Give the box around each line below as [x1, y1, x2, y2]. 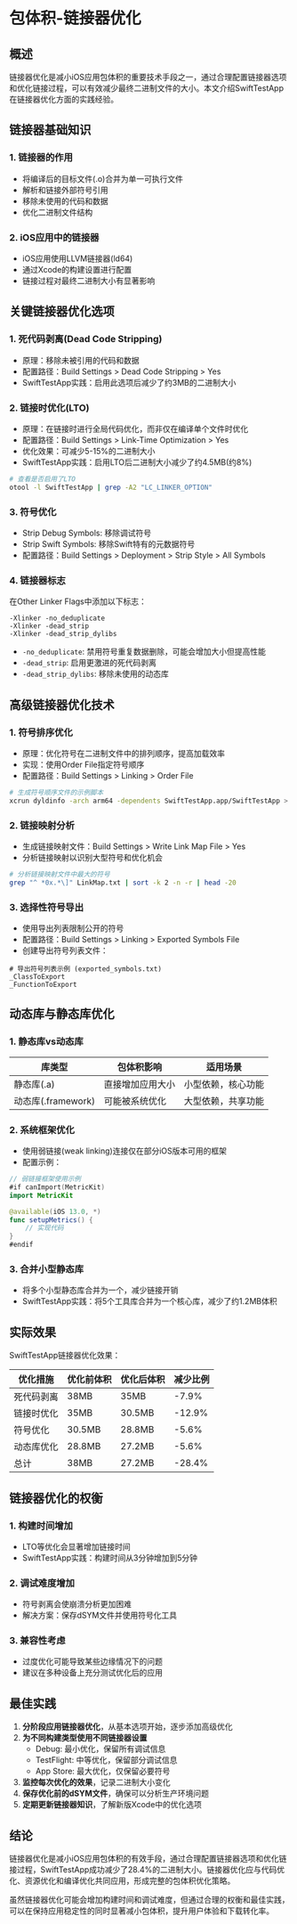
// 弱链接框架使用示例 [9, 1175, 82, 1184]
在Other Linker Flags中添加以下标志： [9, 596, 147, 607]
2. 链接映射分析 [9, 819, 76, 831]
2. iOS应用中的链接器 [9, 231, 100, 243]
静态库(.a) [13, 1078, 55, 1090]
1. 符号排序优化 [9, 726, 74, 738]
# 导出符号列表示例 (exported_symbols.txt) [9, 965, 163, 974]
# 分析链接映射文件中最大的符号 [9, 870, 110, 879]
